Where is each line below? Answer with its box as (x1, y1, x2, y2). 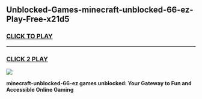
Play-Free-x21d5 (6, 14, 70, 25)
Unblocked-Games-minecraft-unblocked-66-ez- (6, 5, 194, 15)
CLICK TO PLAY (6, 32, 53, 41)
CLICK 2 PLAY (6, 55, 48, 63)
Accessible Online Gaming (6, 86, 74, 93)
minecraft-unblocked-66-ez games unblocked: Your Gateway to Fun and (6, 79, 192, 86)
